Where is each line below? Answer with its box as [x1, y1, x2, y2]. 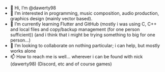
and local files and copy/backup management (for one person [10, 26, 140, 32]
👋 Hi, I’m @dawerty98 [10, 5, 56, 11]
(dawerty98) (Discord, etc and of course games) [10, 61, 112, 67]
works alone [10, 48, 36, 54]
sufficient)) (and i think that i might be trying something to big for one [10, 32, 155, 38]
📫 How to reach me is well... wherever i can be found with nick [10, 54, 143, 59]
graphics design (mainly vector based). [10, 16, 93, 21]
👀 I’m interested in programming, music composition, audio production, [10, 10, 159, 16]
